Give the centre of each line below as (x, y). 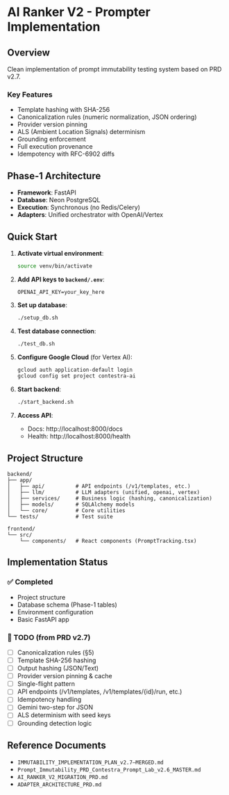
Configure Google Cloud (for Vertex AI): (75, 357)
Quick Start (32, 237)
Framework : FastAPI (46, 192)
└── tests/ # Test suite (60, 516)
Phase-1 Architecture (54, 175)
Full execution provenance (55, 147)
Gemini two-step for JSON (55, 707)
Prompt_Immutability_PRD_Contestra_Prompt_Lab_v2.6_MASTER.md (109, 770)
